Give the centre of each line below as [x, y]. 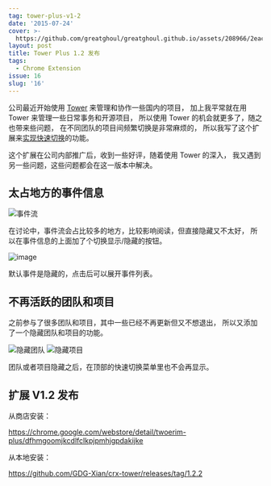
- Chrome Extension [48, 69]
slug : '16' [27, 83]
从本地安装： [29, 457]
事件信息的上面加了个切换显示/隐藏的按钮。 [94, 241]
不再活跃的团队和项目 [61, 302]
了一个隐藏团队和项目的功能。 [58, 333]
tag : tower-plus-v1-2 [45, 16]
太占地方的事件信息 [56, 193]
